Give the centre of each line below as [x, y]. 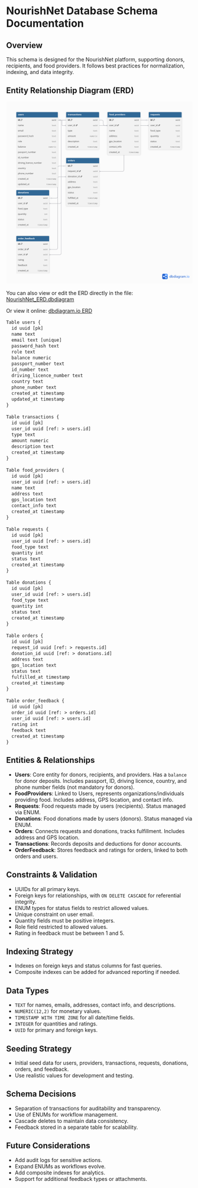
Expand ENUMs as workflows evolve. [60, 1166]
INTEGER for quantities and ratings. [56, 1024]
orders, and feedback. [42, 1069]
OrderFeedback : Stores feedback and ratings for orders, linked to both [101, 850]
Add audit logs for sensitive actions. [58, 1160]
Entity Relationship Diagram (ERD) [70, 91]
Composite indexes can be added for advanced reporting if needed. [97, 972]
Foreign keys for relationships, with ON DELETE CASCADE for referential [98, 895]
